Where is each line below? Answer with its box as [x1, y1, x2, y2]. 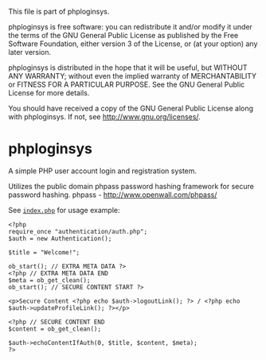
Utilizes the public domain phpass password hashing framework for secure [8, 181, 255, 191]
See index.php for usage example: [8, 205, 120, 215]
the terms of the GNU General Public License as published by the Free [8, 31, 239, 40]
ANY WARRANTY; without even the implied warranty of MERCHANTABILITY [8, 72, 257, 80]
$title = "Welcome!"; [8, 248, 80, 257]
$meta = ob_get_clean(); [8, 276, 91, 285]
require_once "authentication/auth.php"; [8, 227, 148, 235]
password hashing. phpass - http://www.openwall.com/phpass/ [8, 190, 217, 199]
